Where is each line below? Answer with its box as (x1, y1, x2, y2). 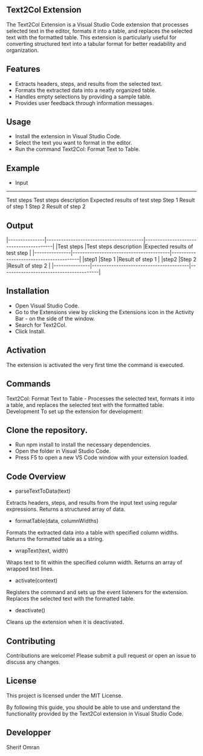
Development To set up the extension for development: (6, 408, 143, 415)
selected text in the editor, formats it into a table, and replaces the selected (6, 27, 193, 34)
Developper (6, 728, 51, 738)
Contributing (6, 636, 56, 646)
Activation (6, 345, 47, 356)
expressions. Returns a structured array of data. (6, 505, 126, 513)
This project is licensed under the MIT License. (6, 691, 123, 699)
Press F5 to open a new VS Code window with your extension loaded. (14, 454, 189, 461)
